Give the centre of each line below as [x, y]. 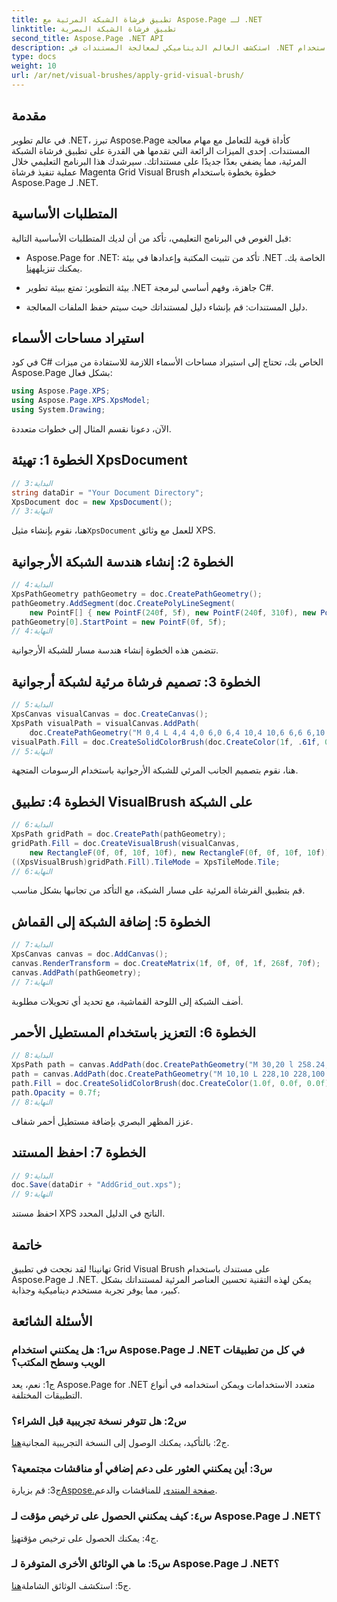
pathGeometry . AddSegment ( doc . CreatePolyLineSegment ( [123, 603]
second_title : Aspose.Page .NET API [87, 38]
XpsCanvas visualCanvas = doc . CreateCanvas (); [110, 714]
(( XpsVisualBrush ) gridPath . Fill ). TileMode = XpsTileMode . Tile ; [146, 862]
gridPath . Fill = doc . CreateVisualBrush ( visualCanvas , [126, 843]
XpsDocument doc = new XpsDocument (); [92, 502]
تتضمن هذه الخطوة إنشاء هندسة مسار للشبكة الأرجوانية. [115, 650]
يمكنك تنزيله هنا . [54, 268]
